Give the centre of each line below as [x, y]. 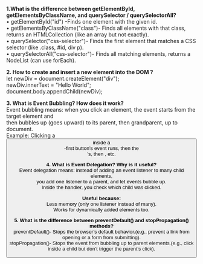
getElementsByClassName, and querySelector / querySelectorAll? [91, 15]
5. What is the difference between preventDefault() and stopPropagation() [101, 220]
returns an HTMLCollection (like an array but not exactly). [78, 35]
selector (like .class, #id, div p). [45, 47]
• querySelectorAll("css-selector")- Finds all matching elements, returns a [98, 54]
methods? [101, 226]
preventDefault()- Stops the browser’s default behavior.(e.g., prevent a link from [101, 232]
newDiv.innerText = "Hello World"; [49, 85]
